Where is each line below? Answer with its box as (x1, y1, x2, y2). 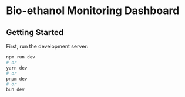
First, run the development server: (6, 43, 89, 50)
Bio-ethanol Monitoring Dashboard (6, 4, 180, 18)
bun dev (6, 86, 25, 93)
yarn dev (6, 65, 28, 71)
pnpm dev (6, 76, 28, 82)
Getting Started (6, 27, 64, 37)
